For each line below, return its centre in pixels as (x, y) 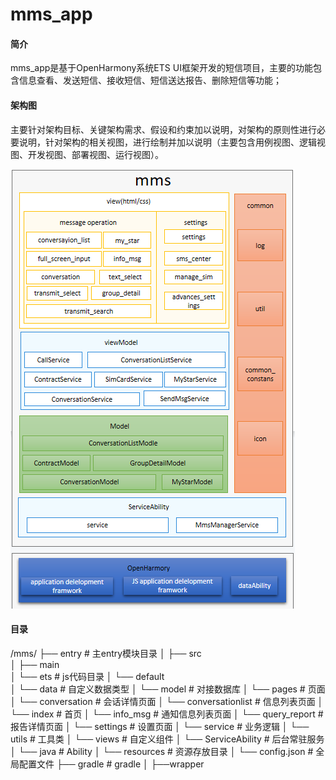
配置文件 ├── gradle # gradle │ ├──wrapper (111, 764)
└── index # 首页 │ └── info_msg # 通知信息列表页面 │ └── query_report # (167, 714)
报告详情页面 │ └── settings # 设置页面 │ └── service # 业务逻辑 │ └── (160, 726)
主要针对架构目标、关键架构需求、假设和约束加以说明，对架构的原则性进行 (163, 129)
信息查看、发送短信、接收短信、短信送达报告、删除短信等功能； (150, 80)
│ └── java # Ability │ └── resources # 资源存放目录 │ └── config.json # (162, 751)
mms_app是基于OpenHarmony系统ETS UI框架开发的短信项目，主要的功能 (161, 68)
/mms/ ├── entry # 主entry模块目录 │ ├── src (106, 653)
